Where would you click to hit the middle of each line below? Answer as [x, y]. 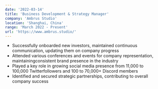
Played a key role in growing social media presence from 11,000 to [78, 66]
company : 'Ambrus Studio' [31, 18]
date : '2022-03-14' [25, 9]
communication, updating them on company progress [65, 51]
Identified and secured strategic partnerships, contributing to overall [80, 76]
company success [30, 81]
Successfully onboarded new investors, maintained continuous [75, 45]
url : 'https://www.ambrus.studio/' [41, 32]
